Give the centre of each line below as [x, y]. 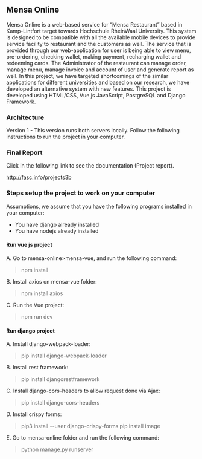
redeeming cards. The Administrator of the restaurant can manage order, [97, 63]
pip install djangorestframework [60, 379]
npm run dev [37, 316]
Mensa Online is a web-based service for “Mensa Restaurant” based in [94, 24]
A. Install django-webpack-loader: [49, 344]
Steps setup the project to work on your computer [81, 193]
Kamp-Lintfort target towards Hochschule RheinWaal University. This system [101, 31]
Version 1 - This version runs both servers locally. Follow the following [93, 131]
